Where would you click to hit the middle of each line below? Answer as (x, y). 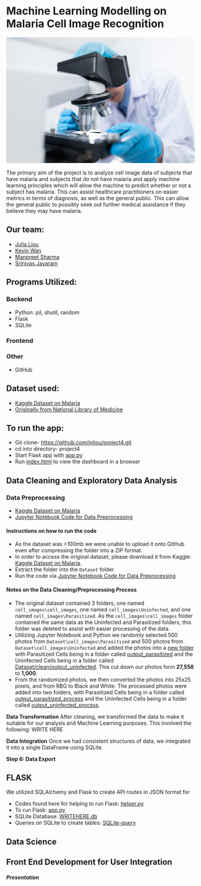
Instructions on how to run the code (51, 531)
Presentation (23, 877)
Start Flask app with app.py (48, 455)
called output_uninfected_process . (57, 705)
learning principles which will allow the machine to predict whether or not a (99, 186)
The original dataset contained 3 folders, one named (80, 603)
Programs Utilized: (42, 282)
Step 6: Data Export (31, 759)
